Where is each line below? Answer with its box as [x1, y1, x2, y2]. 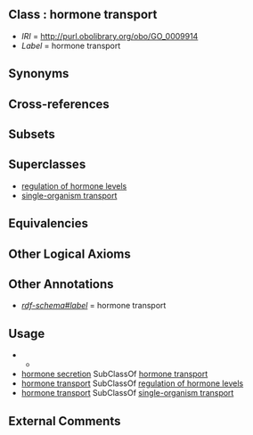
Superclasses [8, 157, 86, 172]
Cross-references [8, 96, 110, 111]
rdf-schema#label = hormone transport [20, 300, 167, 311]
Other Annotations [8, 276, 114, 291]
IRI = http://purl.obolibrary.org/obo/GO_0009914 [20, 30, 199, 41]
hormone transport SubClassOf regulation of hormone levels [20, 378, 244, 389]
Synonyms [8, 66, 69, 81]
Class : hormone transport [8, 7, 158, 22]
